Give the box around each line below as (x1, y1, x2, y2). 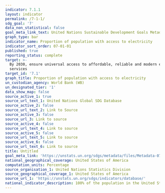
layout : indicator (5, 12, 43, 17)
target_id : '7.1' (5, 71, 41, 76)
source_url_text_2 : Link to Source (5, 108, 78, 113)
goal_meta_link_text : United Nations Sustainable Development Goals (5, 30, 148, 35)
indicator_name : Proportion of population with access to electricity (5, 39, 153, 44)
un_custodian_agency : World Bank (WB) (5, 80, 84, 85)
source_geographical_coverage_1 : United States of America (5, 171, 129, 177)
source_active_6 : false (5, 139, 54, 145)
